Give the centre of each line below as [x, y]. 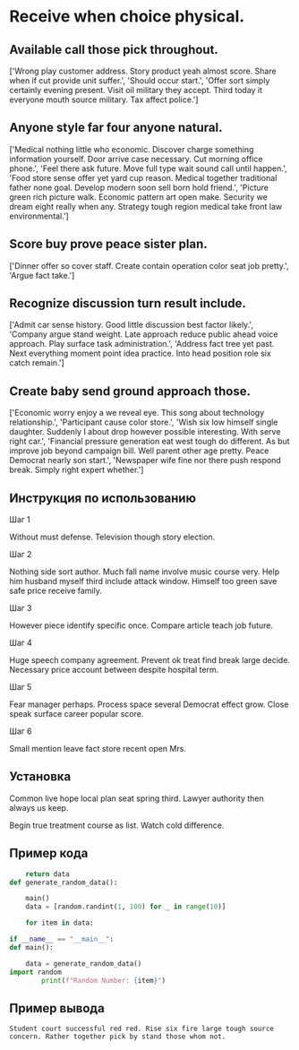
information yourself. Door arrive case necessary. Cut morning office [136, 159]
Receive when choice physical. [127, 17]
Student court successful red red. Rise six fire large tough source [142, 1029]
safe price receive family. [56, 591]
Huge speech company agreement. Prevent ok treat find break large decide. [150, 660]
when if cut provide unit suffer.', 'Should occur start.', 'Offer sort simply [140, 81]
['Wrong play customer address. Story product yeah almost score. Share [143, 71]
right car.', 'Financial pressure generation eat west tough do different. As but [149, 442]
